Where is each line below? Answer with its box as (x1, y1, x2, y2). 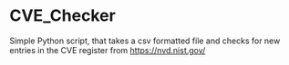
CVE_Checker (9, 5, 116, 26)
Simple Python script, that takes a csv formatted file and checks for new (9, 35, 281, 46)
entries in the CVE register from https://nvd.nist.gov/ (9, 44, 206, 55)
